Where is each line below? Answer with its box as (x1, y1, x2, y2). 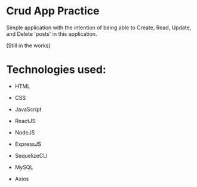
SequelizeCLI (14, 152, 48, 159)
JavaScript (14, 106, 42, 113)
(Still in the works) (6, 42, 51, 49)
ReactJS (14, 117, 36, 124)
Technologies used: (6, 63, 106, 76)
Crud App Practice (6, 4, 100, 18)
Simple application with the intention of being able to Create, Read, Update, (6, 24, 192, 31)
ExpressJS (14, 140, 42, 148)
